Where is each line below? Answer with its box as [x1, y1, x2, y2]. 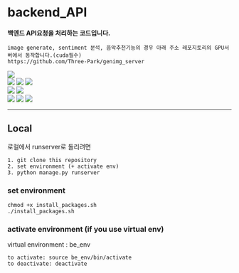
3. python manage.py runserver [7, 168, 100, 176]
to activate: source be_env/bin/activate [7, 254, 132, 262]
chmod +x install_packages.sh [7, 202, 97, 209]
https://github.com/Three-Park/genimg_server [7, 58, 144, 65]
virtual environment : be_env [7, 240, 91, 249]
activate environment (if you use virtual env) [7, 224, 164, 234]
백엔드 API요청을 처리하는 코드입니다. [7, 28, 111, 37]
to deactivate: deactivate [7, 260, 87, 267]
